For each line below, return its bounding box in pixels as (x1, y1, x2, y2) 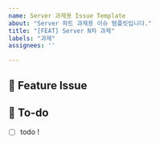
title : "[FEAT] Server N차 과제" (8, 27, 115, 35)
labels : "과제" (8, 34, 56, 43)
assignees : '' (8, 42, 56, 50)
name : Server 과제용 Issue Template (8, 11, 126, 20)
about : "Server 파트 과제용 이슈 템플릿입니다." (8, 19, 153, 27)
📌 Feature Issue (8, 78, 88, 93)
